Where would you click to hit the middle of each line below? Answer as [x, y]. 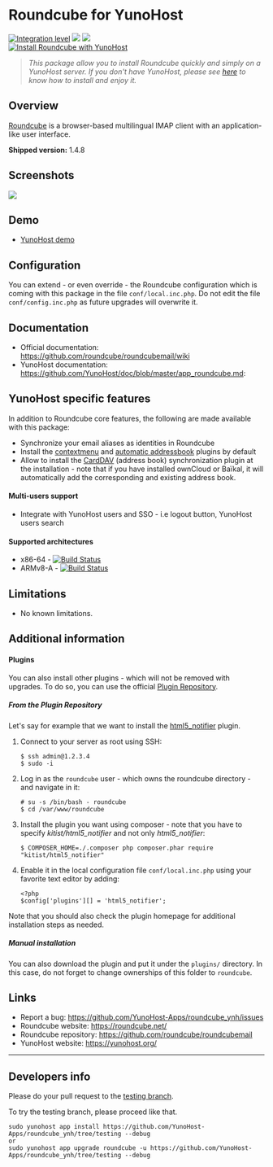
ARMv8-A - [39, 568]
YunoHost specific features [80, 399]
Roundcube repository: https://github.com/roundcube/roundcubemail [136, 1034]
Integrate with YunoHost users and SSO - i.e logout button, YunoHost [136, 514]
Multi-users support [43, 496]
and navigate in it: [50, 787]
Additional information [67, 639]
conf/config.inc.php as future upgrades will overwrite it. [103, 302]
